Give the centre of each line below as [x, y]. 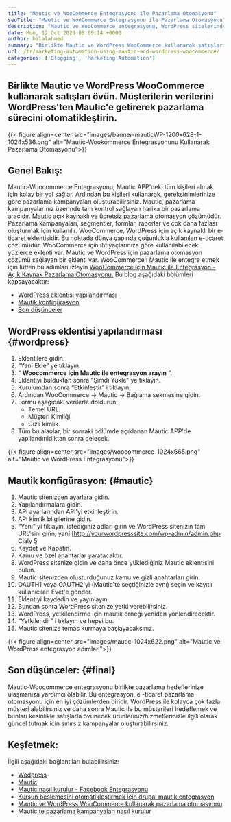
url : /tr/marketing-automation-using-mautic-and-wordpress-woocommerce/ [114, 52]
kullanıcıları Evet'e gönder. [55, 592]
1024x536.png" [29, 142]
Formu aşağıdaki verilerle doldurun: [68, 402]
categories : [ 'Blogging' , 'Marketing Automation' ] [82, 58]
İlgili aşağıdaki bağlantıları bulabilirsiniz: [63, 761]
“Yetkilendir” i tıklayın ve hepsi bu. [66, 621]
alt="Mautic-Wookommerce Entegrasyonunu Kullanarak [131, 142]
